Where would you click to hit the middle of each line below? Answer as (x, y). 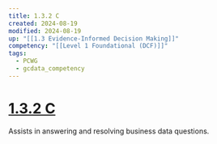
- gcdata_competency (50, 69)
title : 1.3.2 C (34, 16)
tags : (17, 53)
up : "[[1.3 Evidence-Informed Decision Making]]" (94, 38)
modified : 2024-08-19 (45, 31)
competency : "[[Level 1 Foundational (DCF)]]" (88, 46)
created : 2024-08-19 (43, 23)
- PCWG (27, 61)
